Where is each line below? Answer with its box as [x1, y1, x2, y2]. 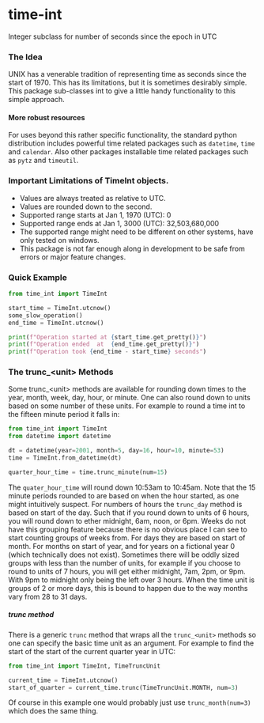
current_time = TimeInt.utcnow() [8, 676, 119, 684]
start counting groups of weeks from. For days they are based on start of [8, 532, 246, 543]
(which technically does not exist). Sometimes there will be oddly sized [8, 550, 239, 559]
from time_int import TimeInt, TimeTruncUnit [8, 662, 160, 670]
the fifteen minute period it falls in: [8, 410, 120, 419]
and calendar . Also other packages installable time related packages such [8, 147, 249, 157]
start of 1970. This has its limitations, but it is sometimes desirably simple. [8, 78, 247, 88]
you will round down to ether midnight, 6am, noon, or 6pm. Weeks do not [8, 516, 247, 525]
